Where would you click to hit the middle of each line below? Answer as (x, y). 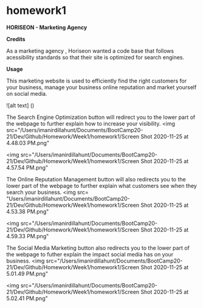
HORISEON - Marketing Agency (47, 27)
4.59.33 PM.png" (28, 236)
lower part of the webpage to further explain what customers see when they (102, 186)
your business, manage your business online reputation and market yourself (101, 87)
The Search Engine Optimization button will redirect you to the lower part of (101, 117)
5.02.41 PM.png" (27, 298)
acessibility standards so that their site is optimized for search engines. (95, 57)
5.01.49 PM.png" (27, 273)
